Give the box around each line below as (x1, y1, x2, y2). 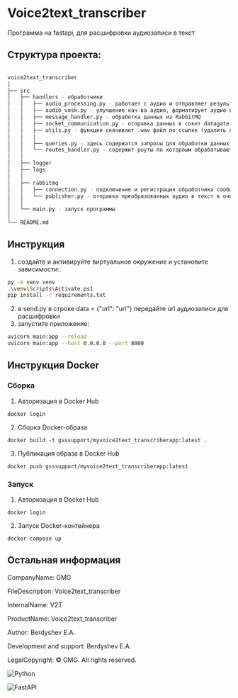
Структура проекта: (7, 49, 101, 61)
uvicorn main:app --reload (7, 333, 87, 341)
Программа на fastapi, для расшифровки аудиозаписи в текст (7, 28, 195, 37)
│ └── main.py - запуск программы (7, 206, 115, 213)
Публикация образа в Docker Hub (17, 449, 120, 458)
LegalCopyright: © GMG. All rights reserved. (7, 655, 137, 664)
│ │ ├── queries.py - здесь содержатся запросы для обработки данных (7, 140, 230, 147)
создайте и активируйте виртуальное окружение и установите (17, 257, 209, 266)
